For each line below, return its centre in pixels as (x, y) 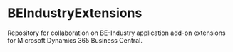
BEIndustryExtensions (75, 13)
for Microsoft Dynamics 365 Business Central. (75, 40)
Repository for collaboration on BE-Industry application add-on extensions (116, 33)
